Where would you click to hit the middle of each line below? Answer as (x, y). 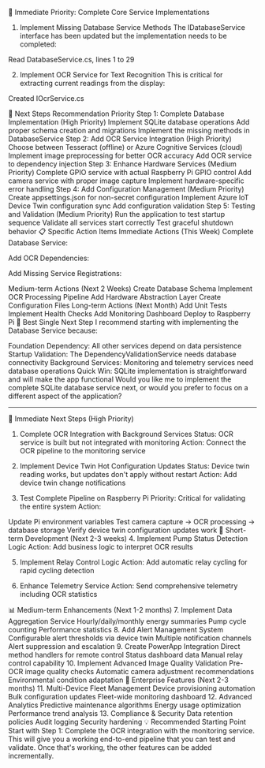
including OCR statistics (58, 594)
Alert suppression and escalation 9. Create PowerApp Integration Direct (124, 646)
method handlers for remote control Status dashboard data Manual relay (125, 655)
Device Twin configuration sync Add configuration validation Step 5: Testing (132, 206)
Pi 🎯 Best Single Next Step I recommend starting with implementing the (123, 322)
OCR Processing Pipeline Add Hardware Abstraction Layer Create (115, 297)
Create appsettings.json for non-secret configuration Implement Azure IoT (129, 198)
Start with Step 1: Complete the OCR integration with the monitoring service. (131, 731)
